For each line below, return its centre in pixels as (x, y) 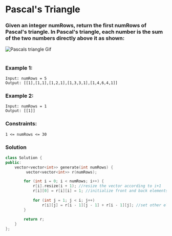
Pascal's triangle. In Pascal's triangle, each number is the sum (84, 32)
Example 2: (19, 96)
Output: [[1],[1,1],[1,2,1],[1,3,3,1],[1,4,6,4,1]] (61, 83)
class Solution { (24, 158)
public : (14, 162)
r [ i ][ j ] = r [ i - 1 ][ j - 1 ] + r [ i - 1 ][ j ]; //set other (102, 205)
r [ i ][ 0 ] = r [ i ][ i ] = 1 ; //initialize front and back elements (100, 191)
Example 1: (19, 68)
